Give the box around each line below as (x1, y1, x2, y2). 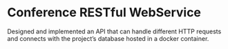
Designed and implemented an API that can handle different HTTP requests (7, 27, 222, 35)
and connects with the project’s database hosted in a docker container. (7, 34, 209, 42)
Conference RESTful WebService (7, 5, 202, 20)
